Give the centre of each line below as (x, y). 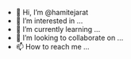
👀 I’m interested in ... (49, 21)
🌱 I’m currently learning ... (58, 29)
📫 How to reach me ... (52, 47)
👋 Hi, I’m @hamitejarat (52, 12)
